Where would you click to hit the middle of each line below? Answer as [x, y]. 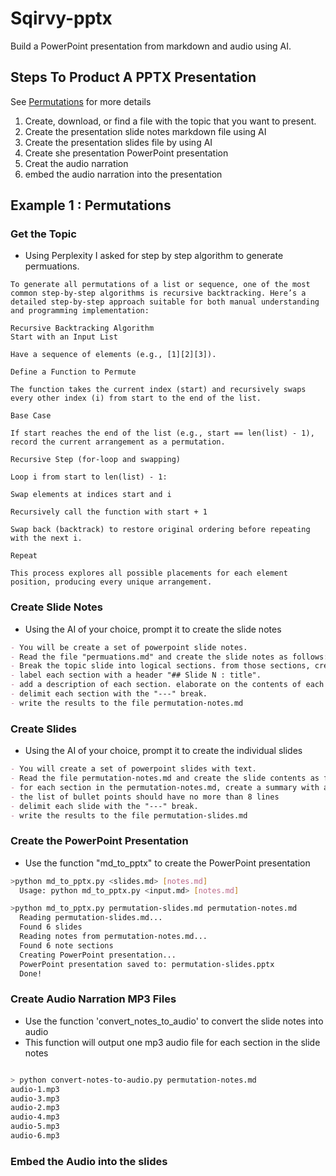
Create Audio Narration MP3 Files [93, 999]
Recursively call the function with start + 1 [109, 512]
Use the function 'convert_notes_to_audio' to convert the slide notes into [174, 1021]
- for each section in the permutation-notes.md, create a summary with [165, 787]
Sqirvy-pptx [61, 18]
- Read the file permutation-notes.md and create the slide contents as [165, 778]
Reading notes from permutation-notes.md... [113, 937]
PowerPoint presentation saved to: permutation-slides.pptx [147, 964]
